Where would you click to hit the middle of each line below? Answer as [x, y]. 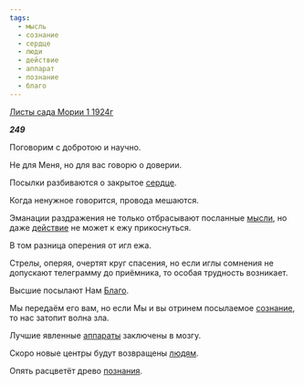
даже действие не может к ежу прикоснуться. [100, 227]
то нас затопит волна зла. [59, 317]
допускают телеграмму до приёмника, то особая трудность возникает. [149, 272]
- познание [38, 78]
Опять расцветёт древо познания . [76, 370]
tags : [20, 18]
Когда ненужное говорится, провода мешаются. [104, 200]
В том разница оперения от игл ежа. [81, 245]
